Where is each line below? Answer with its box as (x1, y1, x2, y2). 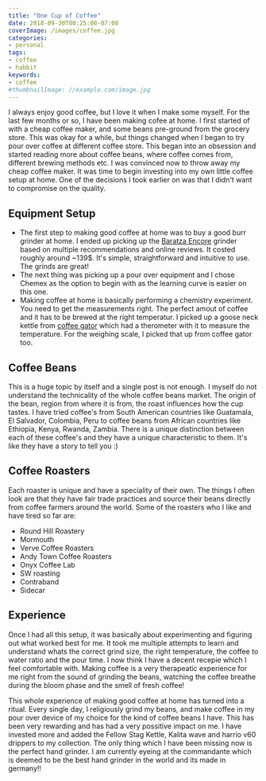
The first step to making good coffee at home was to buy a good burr (19, 228, 246, 237)
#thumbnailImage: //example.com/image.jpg (8, 85, 151, 94)
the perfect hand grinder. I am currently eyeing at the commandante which (8, 746, 253, 756)
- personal (8, 41, 44, 49)
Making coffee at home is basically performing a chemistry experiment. (19, 295, 254, 305)
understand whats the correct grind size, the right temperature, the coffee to (8, 646, 259, 656)
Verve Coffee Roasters (19, 543, 94, 553)
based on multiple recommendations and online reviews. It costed (19, 244, 236, 255)
